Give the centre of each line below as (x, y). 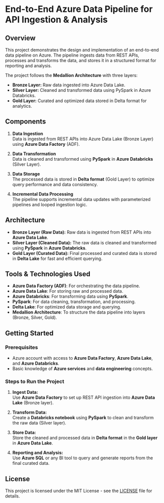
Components (25, 122)
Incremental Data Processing (43, 194)
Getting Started (29, 333)
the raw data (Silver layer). (39, 423)
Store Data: (24, 433)
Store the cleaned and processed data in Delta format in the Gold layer (85, 438)
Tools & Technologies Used (48, 274)
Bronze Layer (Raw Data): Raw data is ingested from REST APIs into (82, 232)
